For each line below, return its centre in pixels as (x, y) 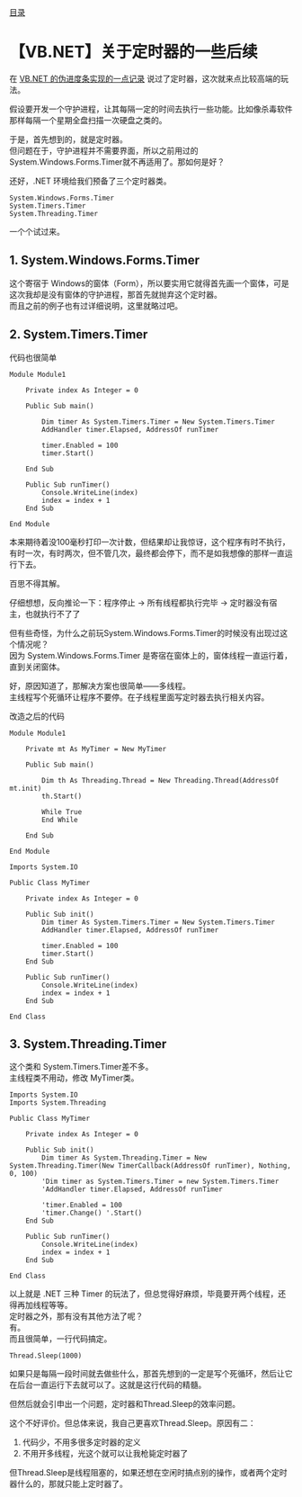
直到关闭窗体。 (37, 667)
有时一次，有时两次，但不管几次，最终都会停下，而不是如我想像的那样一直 (147, 553)
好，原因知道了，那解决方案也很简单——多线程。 (100, 686)
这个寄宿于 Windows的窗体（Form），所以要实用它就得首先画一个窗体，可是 (149, 283)
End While (60, 820)
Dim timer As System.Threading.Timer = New (124, 1158)
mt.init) (26, 788)
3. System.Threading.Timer (88, 1044)
